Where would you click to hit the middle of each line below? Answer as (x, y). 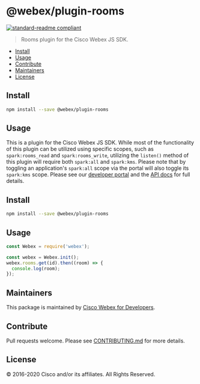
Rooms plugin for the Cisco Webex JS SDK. (74, 39)
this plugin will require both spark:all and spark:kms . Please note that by (96, 162)
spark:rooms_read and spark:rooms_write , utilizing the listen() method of (98, 155)
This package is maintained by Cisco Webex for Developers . (81, 308)
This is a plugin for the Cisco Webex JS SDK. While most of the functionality (100, 143)
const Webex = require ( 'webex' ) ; (48, 246)
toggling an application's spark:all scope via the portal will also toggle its (98, 168)
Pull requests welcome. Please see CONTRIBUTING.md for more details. (95, 341)
